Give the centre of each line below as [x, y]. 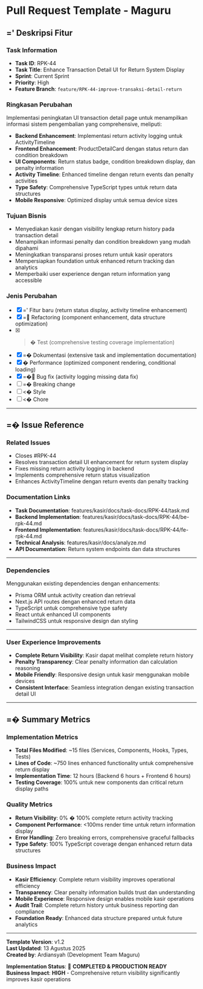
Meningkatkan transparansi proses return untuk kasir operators [94, 255]
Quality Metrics [30, 804]
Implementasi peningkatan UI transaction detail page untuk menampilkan [97, 118]
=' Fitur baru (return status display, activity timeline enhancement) [105, 310]
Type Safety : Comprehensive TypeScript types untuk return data [96, 188]
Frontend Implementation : [48, 529]
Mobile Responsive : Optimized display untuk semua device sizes [96, 200]
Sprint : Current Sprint [42, 76]
